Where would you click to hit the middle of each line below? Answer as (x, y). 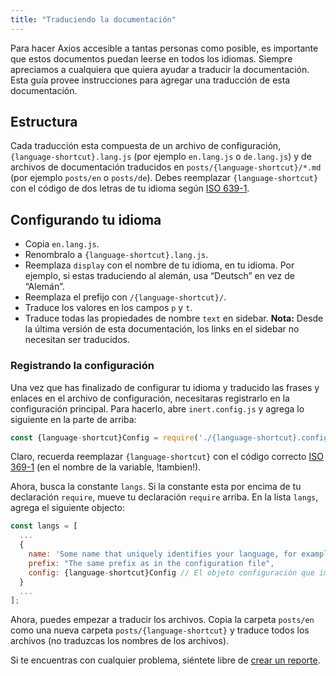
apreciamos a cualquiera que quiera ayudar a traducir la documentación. (160, 69)
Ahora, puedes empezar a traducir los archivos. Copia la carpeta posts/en (162, 620)
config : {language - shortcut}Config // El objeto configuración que (171, 572)
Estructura (44, 122)
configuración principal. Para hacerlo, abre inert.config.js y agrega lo (157, 408)
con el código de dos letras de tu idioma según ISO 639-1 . (130, 188)
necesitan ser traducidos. (77, 340)
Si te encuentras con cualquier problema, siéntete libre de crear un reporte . (165, 660)
